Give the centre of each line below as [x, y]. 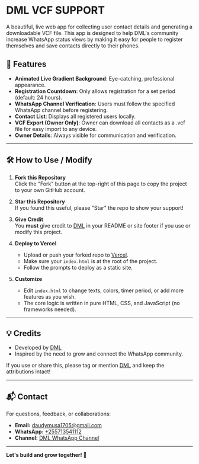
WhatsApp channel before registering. [61, 110]
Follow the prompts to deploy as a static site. [78, 267]
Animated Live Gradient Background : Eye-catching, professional [94, 78]
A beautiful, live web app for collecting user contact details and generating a [99, 27]
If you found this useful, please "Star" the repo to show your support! [99, 207]
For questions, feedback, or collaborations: [59, 414]
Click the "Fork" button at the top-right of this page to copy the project [101, 184]
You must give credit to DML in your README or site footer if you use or [102, 225]
